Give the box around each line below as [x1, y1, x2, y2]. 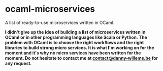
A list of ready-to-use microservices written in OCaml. [5, 20, 115, 25]
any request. [5, 60, 32, 66]
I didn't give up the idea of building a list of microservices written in [5, 29, 146, 35]
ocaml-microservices [5, 3, 95, 15]
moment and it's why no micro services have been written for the [5, 50, 141, 56]
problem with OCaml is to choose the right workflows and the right [5, 39, 144, 45]
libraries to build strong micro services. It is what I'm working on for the [5, 45, 154, 50]
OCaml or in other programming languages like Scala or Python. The [5, 34, 147, 40]
